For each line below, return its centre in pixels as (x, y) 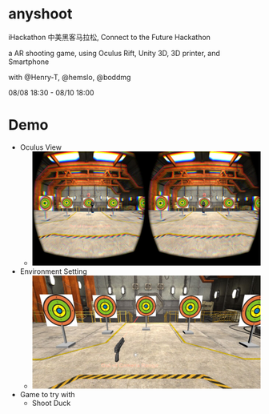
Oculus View (41, 147)
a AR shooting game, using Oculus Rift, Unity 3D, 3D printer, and (114, 53)
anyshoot (40, 14)
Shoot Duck (51, 403)
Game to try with (47, 395)
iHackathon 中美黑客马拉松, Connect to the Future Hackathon (109, 37)
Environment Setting (54, 271)
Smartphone (29, 62)
